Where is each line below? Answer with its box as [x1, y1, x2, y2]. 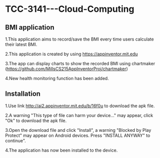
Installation [5, 90, 41, 98]
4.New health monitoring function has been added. [5, 76, 109, 81]
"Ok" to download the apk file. [5, 118, 67, 123]
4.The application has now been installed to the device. [5, 147, 118, 153]
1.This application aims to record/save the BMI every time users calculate [5, 36, 154, 42]
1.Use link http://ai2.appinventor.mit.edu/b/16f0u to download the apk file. [5, 103, 155, 109]
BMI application [5, 23, 54, 32]
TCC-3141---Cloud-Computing [5, 3, 135, 15]
